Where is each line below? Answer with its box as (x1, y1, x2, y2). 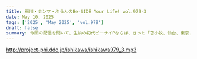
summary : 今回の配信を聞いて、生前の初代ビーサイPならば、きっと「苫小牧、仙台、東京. (6, 30, 192, 36)
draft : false (6, 25, 38, 31)
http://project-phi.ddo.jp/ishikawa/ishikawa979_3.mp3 (6, 46, 137, 53)
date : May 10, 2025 (6, 14, 54, 20)
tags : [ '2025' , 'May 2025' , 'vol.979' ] (6, 19, 104, 25)
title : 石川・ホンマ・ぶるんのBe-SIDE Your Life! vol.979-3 (6, 8, 147, 15)
